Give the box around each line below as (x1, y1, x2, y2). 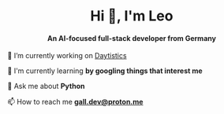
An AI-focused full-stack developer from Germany (47, 33, 216, 42)
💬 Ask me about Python (7, 82, 85, 91)
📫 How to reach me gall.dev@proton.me (7, 97, 144, 107)
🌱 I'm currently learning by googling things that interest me (7, 66, 203, 75)
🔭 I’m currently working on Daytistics (7, 51, 127, 61)
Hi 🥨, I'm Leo (90, 7, 174, 25)
